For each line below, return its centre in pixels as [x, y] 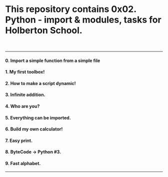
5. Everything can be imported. [38, 117]
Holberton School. [44, 30]
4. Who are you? [22, 106]
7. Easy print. [19, 140]
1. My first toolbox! [25, 72]
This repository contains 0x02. [71, 9]
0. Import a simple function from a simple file [53, 60]
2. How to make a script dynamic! [40, 83]
